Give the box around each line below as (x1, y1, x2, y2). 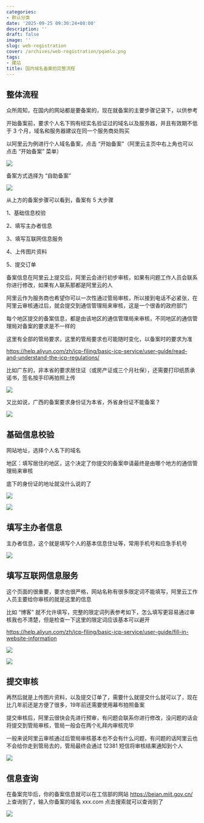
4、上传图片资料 (6, 248, 47, 255)
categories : (6, 9, 36, 15)
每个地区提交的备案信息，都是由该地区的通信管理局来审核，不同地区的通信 (6, 315, 192, 322)
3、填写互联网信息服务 (6, 235, 63, 243)
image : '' (6, 37, 32, 43)
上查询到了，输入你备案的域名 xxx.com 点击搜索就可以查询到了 (6, 798, 164, 805)
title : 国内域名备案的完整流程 (6, 65, 75, 72)
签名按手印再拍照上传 (22, 374, 76, 382)
